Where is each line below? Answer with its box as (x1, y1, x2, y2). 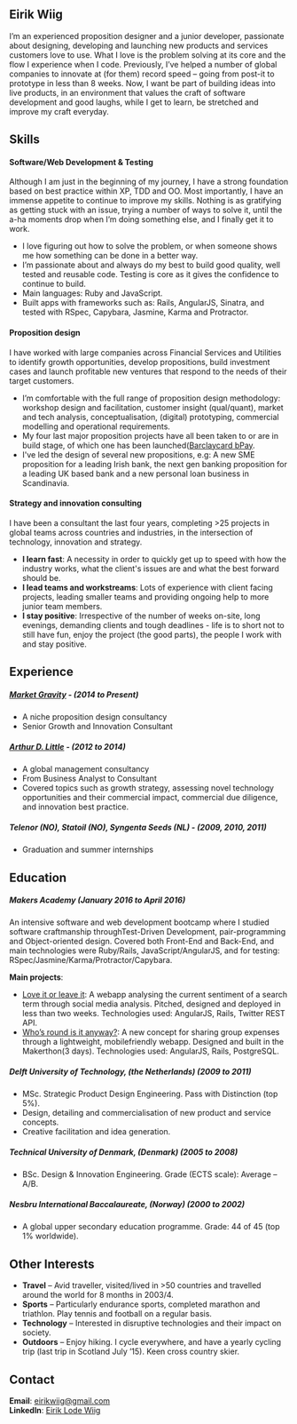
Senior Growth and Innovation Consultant (21, 721, 173, 732)
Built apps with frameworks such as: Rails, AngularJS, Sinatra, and (21, 298, 264, 308)
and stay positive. (21, 639, 87, 649)
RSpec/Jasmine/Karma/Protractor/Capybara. (9, 955, 173, 966)
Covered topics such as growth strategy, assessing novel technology (21, 783, 275, 793)
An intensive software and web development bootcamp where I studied (9, 917, 270, 927)
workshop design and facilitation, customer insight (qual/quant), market (21, 402, 284, 412)
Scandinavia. (21, 477, 70, 488)
